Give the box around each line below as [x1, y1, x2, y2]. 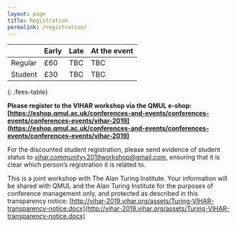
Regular [11, 58, 37, 68]
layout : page [7, 10, 46, 18]
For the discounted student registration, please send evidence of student [7, 145, 221, 154]
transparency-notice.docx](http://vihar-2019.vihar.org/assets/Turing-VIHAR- [7, 204, 231, 213]
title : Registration [7, 17, 69, 24]
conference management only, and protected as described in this [7, 189, 199, 198]
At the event [91, 46, 133, 56]
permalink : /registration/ [7, 23, 87, 31]
